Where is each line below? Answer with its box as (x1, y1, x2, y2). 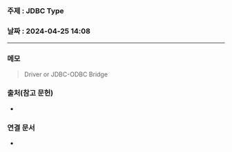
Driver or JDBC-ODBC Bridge (23, 70, 108, 78)
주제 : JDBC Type (7, 6, 64, 15)
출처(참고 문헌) (7, 88, 54, 98)
